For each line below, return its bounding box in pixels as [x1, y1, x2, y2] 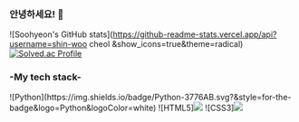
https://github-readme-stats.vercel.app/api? [112, 29, 277, 40]
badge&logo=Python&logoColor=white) [9, 102, 157, 113]
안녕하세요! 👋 [9, 7, 64, 20]
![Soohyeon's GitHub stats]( [9, 29, 113, 40]
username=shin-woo [9, 39, 88, 50]
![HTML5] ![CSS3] [158, 102, 235, 113]
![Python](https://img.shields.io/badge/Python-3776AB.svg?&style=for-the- [9, 91, 292, 102]
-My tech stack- [9, 70, 82, 83]
